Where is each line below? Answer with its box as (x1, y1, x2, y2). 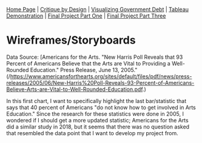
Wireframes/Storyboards (6, 33, 136, 47)
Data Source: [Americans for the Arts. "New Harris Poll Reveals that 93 (6, 53, 183, 61)
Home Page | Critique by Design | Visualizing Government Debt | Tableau (6, 6, 189, 13)
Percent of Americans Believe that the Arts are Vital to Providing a (6, 59, 171, 67)
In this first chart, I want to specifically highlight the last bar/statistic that (6, 97, 187, 104)
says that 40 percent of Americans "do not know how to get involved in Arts (6, 104, 196, 111)
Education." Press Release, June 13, (30, 66, 120, 73)
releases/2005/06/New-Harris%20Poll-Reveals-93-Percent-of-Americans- (6, 79, 195, 86)
